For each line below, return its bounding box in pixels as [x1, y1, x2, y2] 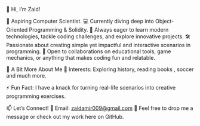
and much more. [6, 72, 47, 79]
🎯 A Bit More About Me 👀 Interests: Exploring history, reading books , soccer [6, 66, 194, 73]
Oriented [6, 26, 28, 33]
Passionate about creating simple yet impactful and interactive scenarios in [6, 42, 191, 48]
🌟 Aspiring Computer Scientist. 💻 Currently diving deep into [6, 18, 154, 24]
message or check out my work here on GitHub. [6, 113, 124, 120]
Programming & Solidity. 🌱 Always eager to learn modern [29, 26, 169, 33]
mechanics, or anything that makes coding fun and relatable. [6, 54, 156, 61]
